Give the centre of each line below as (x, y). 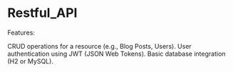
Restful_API (42, 13)
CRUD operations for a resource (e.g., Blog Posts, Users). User (100, 46)
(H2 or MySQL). (30, 61)
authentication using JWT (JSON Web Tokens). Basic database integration (116, 54)
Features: (21, 32)
